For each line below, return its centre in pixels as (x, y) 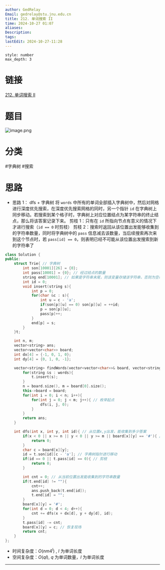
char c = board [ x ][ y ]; (46, 450)
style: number (20, 55)
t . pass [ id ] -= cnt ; (43, 522)
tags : (11, 37)
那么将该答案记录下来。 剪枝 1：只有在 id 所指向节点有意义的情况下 (89, 221)
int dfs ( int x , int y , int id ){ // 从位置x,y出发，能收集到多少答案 (80, 432)
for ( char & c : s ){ (50, 296)
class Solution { (23, 255)
